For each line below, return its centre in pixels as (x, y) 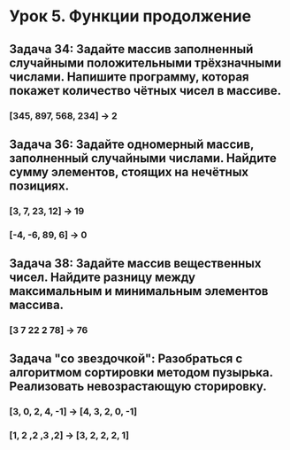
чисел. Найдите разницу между (103, 278)
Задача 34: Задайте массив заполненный (131, 49)
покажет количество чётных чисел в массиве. (145, 90)
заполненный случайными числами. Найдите (143, 158)
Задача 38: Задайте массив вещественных (135, 264)
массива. (37, 305)
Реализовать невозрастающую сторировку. (138, 387)
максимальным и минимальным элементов (139, 291)
